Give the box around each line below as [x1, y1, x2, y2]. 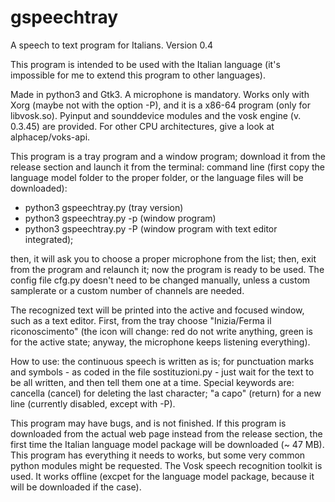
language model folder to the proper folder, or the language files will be [10, 171, 304, 183]
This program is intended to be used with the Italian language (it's [10, 58, 281, 70]
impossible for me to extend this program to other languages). [10, 69, 266, 81]
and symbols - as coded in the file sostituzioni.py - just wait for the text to [10, 366, 315, 378]
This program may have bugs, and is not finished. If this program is [10, 417, 287, 429]
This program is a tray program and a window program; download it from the [10, 150, 327, 162]
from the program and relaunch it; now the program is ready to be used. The [10, 263, 325, 275]
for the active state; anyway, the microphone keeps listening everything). [10, 336, 311, 348]
